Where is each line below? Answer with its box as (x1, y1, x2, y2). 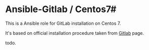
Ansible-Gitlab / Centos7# (5, 4, 117, 15)
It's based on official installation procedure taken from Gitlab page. (5, 30, 144, 36)
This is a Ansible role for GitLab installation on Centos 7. (5, 20, 121, 26)
